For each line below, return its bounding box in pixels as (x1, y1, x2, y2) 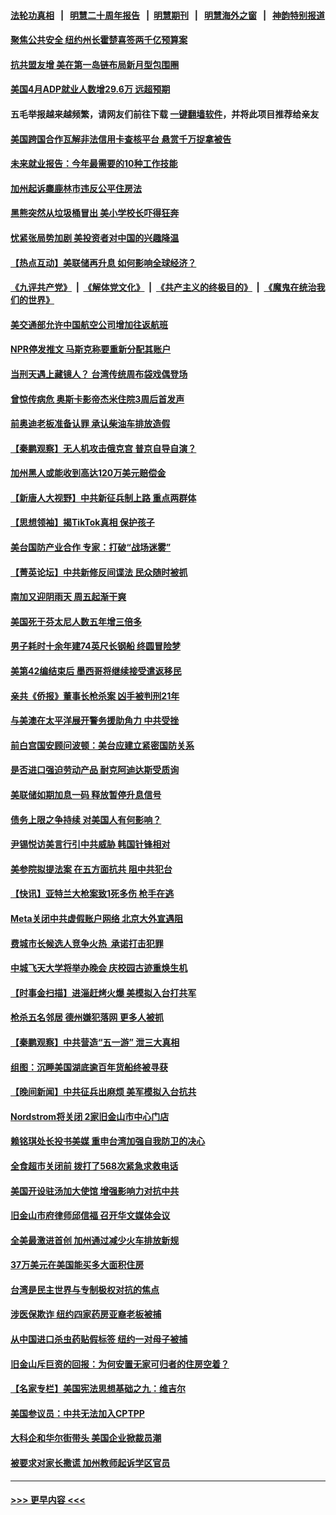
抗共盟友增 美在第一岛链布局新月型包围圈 (10, 58, 180, 70)
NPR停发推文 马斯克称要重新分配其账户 (10, 343, 172, 355)
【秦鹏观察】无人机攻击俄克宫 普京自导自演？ (10, 442, 197, 454)
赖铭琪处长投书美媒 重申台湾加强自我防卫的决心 (10, 1135, 206, 1147)
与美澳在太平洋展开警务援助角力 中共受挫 (10, 715, 180, 727)
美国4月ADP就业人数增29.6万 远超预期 (10, 83, 171, 95)
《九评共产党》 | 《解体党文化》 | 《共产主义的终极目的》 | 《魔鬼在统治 (10, 281, 317, 294)
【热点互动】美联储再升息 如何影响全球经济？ (10, 256, 197, 269)
